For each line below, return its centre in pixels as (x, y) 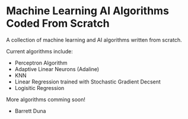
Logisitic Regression (39, 88)
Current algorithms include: (39, 51)
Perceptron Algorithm (41, 63)
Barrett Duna (30, 111)
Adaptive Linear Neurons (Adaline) (57, 69)
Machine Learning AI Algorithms (87, 11)
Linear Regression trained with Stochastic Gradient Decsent (88, 82)
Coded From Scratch (58, 23)
